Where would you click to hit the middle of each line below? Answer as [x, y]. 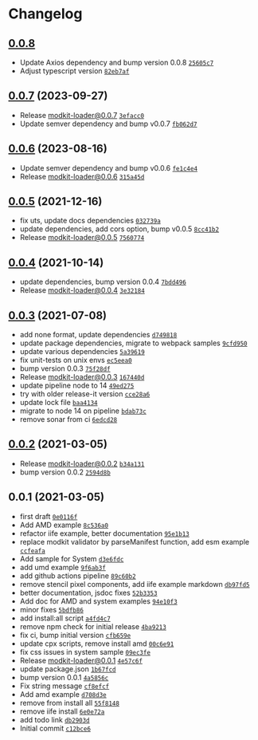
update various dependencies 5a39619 [82, 352]
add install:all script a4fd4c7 [65, 618]
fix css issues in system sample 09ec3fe [85, 651]
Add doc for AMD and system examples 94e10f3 [98, 601]
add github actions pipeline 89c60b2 [78, 576]
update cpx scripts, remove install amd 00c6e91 [97, 644]
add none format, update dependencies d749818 [98, 335]
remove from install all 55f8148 [69, 703]
